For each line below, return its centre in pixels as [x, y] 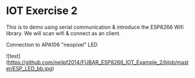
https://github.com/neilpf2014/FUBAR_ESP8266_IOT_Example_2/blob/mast [98, 62]
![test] [13, 56]
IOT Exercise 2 [42, 11]
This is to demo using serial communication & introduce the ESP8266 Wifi [95, 27]
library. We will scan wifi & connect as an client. [64, 33]
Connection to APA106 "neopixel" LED [52, 45]
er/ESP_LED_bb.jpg [29, 68]
